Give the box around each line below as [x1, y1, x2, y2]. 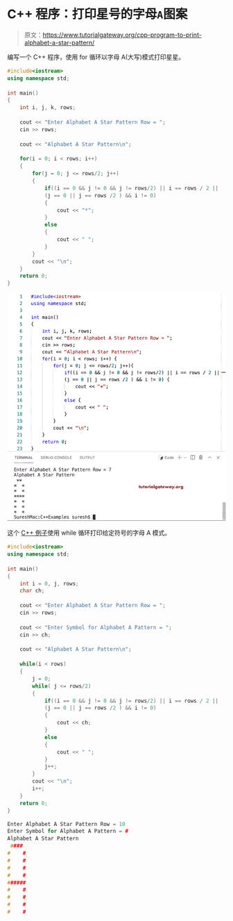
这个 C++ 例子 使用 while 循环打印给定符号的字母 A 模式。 [7, 529, 171, 537]
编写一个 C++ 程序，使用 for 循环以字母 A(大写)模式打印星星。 [7, 53, 185, 61]
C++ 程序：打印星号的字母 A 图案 [7, 6, 188, 22]
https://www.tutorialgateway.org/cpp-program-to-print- [42, 31, 202, 39]
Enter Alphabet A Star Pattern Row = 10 [7, 820, 126, 827]
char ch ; [19, 588, 45, 595]
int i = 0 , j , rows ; [19, 580, 79, 587]
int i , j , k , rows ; [19, 104, 76, 111]
